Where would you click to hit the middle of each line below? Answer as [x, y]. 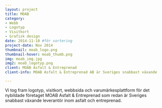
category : [15, 18]
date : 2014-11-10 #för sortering [39, 41]
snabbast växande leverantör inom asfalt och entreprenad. [64, 100]
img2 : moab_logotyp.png [29, 63]
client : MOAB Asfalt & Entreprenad [41, 68]
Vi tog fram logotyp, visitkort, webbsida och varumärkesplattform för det [77, 90]
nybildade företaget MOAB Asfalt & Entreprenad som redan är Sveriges [76, 95]
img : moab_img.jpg [24, 59]
